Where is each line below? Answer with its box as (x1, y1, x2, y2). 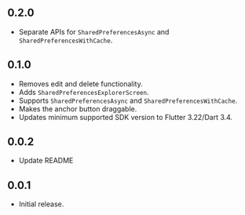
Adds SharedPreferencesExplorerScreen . (18, 87, 149, 97)
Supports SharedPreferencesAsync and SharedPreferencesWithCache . (18, 96, 238, 105)
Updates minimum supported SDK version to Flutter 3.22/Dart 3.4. (18, 112, 233, 122)
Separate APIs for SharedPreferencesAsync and (18, 27, 170, 36)
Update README (18, 156, 74, 166)
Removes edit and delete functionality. (18, 78, 143, 89)
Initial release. (18, 199, 64, 209)
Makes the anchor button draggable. (18, 104, 137, 113)
